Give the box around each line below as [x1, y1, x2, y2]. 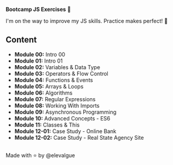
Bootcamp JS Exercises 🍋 [5, 6, 71, 13]
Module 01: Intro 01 [14, 57, 63, 64]
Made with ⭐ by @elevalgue [5, 152, 75, 159]
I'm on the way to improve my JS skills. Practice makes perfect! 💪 [5, 17, 168, 24]
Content [5, 35, 37, 45]
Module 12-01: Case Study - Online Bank [14, 127, 117, 135]
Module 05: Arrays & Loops [14, 82, 84, 90]
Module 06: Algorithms [14, 89, 73, 96]
